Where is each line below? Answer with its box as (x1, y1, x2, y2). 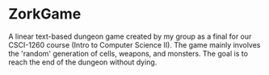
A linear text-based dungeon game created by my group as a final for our (8, 31, 252, 41)
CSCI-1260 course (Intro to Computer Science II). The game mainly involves (8, 40, 261, 49)
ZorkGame (8, 5, 82, 23)
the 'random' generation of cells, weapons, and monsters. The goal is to (8, 48, 249, 58)
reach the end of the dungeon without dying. (8, 57, 158, 67)
